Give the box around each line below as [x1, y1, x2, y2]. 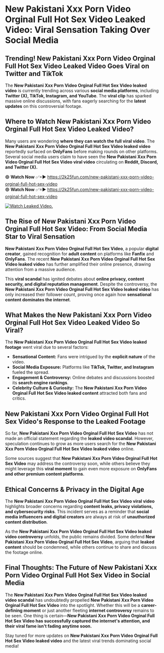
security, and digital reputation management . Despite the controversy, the [5, 281, 158, 287]
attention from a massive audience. [5, 266, 76, 272]
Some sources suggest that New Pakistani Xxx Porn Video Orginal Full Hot [5, 456, 158, 461]
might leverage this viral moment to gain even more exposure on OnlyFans [5, 466, 157, 472]
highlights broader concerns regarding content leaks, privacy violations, [5, 504, 153, 509]
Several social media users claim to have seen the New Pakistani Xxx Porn [5, 153, 157, 160]
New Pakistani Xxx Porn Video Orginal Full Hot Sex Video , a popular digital [5, 245, 159, 251]
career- [141, 602, 157, 608]
